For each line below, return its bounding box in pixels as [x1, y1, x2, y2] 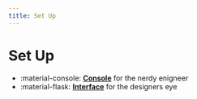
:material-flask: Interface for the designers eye [19, 81, 178, 91]
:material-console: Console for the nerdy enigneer [19, 73, 189, 83]
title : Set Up [8, 11, 57, 20]
